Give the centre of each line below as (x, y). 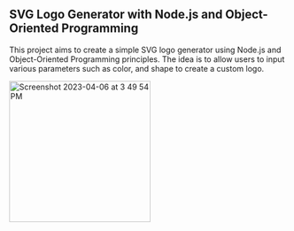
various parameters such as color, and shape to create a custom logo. (137, 68)
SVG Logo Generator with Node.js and (116, 15)
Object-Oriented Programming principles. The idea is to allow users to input (147, 59)
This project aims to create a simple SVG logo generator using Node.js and (145, 50)
